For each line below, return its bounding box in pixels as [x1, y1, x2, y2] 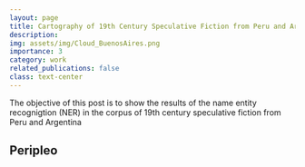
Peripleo [9, 142, 58, 159]
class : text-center [9, 73, 84, 82]
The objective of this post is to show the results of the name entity [9, 97, 257, 108]
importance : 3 [9, 47, 64, 56]
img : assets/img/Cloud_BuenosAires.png [9, 38, 161, 48]
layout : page [9, 13, 59, 23]
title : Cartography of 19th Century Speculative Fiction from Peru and [9, 22, 286, 31]
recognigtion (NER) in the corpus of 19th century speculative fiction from [9, 106, 281, 118]
